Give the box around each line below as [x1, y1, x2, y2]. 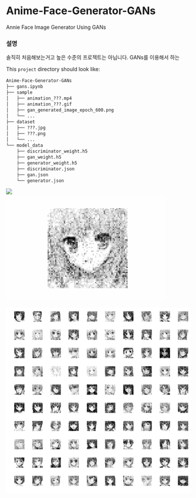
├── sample [6, 89, 33, 95]
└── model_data [6, 142, 43, 148]
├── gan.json [16, 172, 49, 178]
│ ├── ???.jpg [6, 125, 46, 131]
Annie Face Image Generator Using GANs [6, 24, 107, 31]
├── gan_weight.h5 [16, 154, 62, 160]
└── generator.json [16, 178, 65, 184]
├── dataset [6, 119, 35, 125]
